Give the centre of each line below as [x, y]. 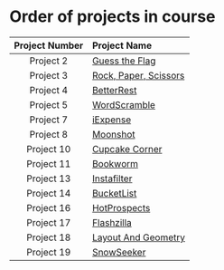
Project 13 [49, 178]
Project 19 [49, 252]
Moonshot [113, 134]
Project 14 [49, 193]
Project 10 [49, 149]
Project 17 [49, 222]
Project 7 [49, 120]
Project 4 [49, 90]
